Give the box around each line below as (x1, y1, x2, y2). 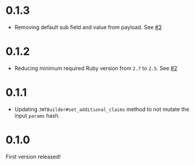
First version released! (5, 153, 61, 160)
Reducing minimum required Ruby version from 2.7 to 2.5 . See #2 (14, 64, 178, 72)
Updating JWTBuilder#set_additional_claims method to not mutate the (14, 105, 190, 113)
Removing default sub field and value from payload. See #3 (14, 23, 162, 31)
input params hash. (14, 112, 60, 119)
